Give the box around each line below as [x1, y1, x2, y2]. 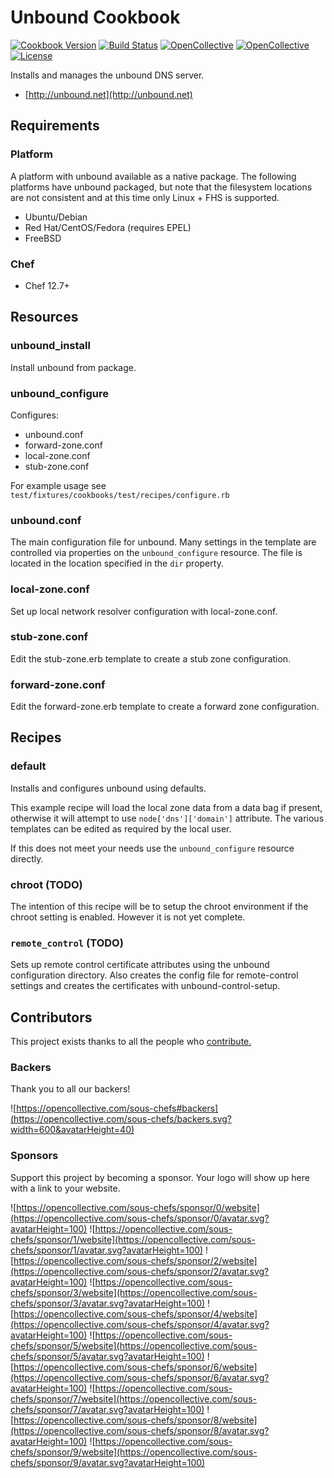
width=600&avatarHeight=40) [10, 1124, 135, 1136]
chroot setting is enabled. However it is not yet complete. [10, 911, 246, 923]
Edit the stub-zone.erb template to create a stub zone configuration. [10, 652, 292, 665]
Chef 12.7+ [24, 279, 70, 291]
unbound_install [10, 339, 91, 353]
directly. [10, 852, 44, 865]
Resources [10, 309, 79, 326]
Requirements [10, 117, 100, 135]
